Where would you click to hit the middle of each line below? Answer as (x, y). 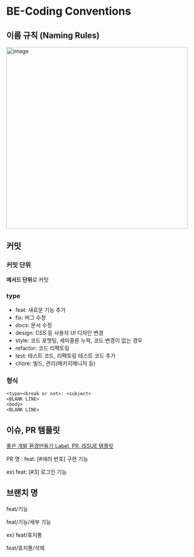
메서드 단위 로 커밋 (27, 279)
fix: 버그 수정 (31, 317)
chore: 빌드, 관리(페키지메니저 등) (55, 363)
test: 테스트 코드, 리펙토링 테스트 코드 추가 (65, 355)
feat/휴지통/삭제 (26, 548)
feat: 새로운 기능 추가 (40, 309)
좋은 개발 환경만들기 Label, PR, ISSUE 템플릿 (60, 446)
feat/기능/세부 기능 (29, 522)
